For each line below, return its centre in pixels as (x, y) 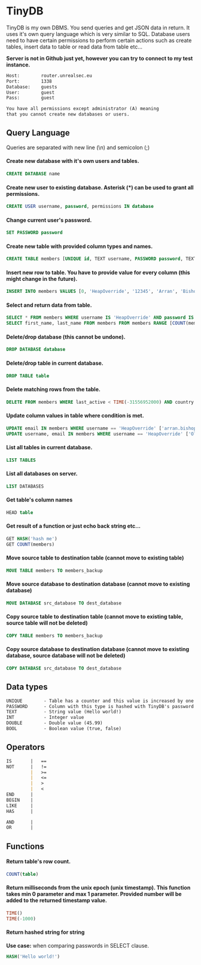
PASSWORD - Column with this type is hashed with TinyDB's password (100, 706)
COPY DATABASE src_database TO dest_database (64, 668)
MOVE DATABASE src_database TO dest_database (64, 603)
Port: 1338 (29, 81)
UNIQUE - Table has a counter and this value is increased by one (100, 701)
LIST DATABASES (25, 486)
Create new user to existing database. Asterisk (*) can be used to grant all (100, 187)
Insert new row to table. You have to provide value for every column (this (98, 272)
